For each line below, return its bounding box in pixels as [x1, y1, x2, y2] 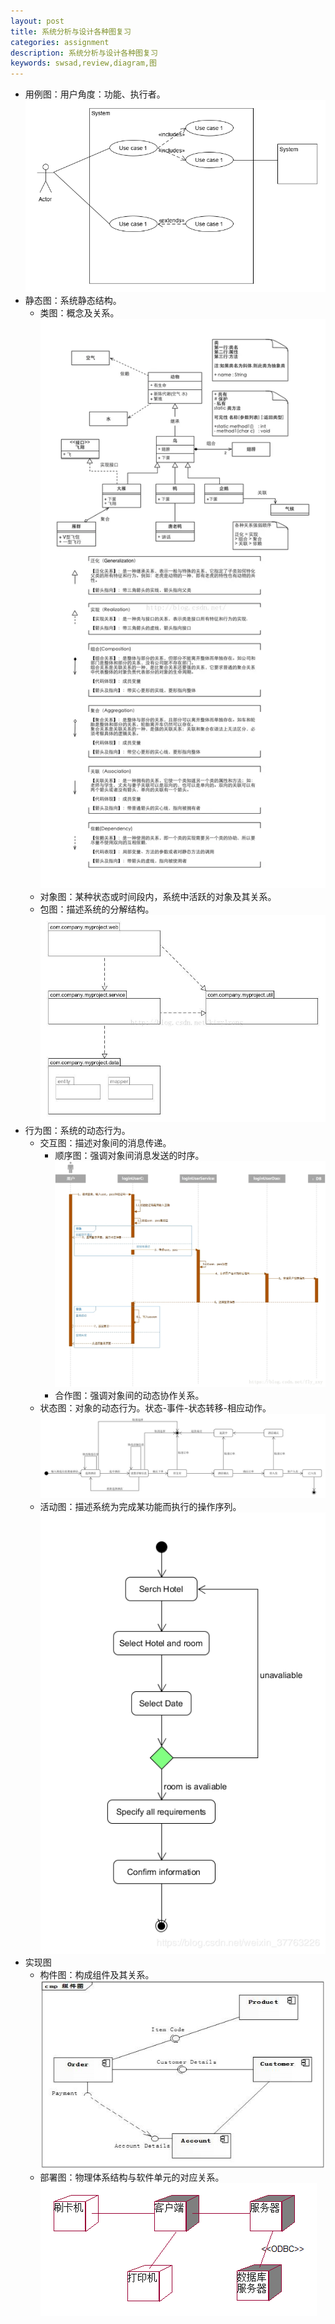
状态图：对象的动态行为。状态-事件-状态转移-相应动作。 [39, 1401, 272, 1414]
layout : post [10, 16, 65, 26]
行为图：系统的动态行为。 [24, 1124, 131, 1136]
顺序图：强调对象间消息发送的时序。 [54, 1149, 205, 1161]
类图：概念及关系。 [39, 307, 120, 319]
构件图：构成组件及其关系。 [39, 1969, 155, 1981]
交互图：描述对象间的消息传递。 [39, 1136, 172, 1149]
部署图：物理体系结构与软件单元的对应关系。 [39, 2171, 225, 2183]
